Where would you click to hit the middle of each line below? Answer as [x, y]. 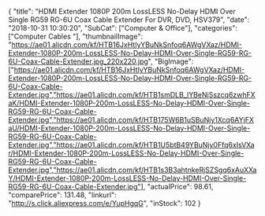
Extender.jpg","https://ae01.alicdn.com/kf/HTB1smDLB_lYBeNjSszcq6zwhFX [132, 95]
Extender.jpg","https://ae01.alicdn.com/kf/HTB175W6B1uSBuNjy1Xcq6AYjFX [131, 120]
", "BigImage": [171, 61]
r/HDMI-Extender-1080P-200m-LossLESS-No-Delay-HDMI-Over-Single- [126, 153]
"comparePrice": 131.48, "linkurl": [62, 195]
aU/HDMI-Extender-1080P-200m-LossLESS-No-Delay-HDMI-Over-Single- [129, 128]
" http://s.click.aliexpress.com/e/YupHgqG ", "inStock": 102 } [105, 203]
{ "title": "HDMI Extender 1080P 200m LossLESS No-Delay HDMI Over [122, 11]
